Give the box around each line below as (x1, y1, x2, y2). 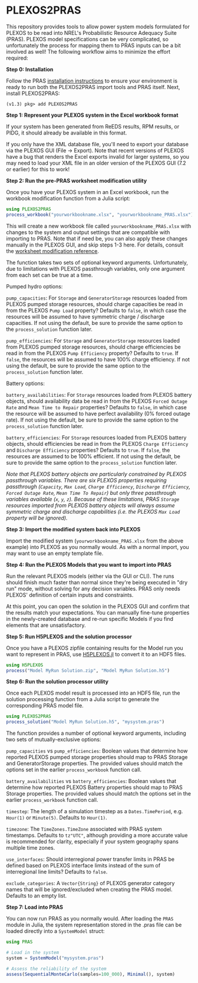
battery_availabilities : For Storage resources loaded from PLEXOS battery (6, 391, 192, 398)
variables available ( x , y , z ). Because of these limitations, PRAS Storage (6, 495, 180, 502)
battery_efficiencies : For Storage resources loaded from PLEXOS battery (6, 434, 187, 441)
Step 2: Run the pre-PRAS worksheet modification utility (6, 177, 147, 184)
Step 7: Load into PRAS (6, 903, 64, 911)
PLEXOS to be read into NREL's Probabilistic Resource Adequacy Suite (6, 29, 177, 36)
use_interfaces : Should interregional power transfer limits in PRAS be (6, 856, 175, 863)
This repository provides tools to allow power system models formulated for (6, 23, 190, 30)
